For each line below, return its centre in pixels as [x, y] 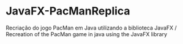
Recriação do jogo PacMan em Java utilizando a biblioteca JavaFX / [91, 28]
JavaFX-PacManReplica [68, 11]
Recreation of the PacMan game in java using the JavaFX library [87, 34]
